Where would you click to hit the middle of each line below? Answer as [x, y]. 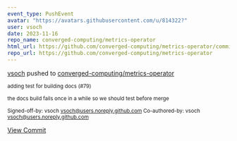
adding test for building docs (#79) [49, 86]
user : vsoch [25, 27]
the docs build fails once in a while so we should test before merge [88, 98]
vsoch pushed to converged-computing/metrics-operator [91, 73]
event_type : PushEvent [41, 14]
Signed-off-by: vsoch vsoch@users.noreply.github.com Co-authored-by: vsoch [104, 111]
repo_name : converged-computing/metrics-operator [82, 40]
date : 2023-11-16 [33, 33]
